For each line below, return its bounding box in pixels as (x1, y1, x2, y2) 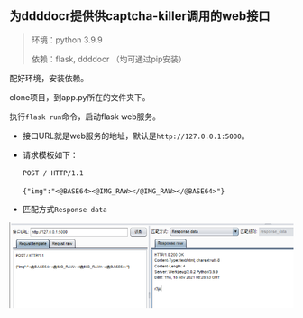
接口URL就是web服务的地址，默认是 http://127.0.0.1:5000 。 (22, 130, 250, 141)
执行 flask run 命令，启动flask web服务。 (9, 111, 161, 122)
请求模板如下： (22, 149, 78, 160)
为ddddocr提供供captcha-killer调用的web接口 (9, 8, 271, 24)
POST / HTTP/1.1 (22, 168, 84, 178)
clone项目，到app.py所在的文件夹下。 (9, 91, 151, 102)
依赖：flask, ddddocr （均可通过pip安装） (31, 53, 187, 64)
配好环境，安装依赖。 (9, 72, 88, 83)
